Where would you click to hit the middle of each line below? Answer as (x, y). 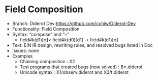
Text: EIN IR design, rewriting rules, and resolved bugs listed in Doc (82, 45)
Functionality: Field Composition (46, 29)
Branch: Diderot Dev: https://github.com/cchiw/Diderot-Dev (74, 23)
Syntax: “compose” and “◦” (41, 34)
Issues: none (25, 50)
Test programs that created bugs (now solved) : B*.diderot (81, 67)
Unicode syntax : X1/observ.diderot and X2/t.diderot (74, 72)
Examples (22, 56)
